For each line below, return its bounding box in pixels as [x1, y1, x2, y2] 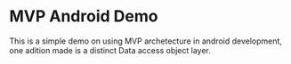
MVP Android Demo [9, 6, 158, 27]
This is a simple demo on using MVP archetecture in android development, [9, 36, 283, 46]
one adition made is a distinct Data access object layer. [9, 44, 212, 55]
